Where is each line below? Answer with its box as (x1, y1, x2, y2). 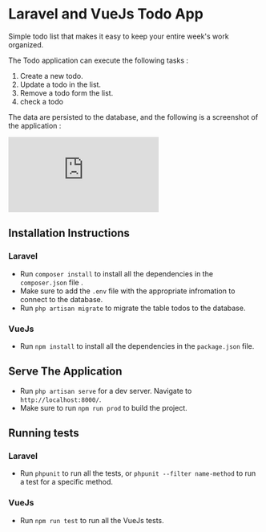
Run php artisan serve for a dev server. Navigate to (19, 386, 192, 395)
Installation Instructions (8, 227, 131, 240)
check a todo (19, 96, 64, 106)
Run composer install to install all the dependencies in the (19, 268, 214, 278)
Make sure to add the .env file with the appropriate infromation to (19, 286, 236, 296)
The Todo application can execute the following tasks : (8, 55, 189, 65)
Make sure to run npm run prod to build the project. (19, 403, 188, 412)
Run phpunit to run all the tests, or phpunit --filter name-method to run (19, 469, 256, 478)
